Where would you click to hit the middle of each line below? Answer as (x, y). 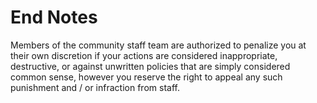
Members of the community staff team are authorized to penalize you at (158, 45)
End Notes (54, 17)
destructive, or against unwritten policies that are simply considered (150, 66)
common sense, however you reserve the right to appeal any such (146, 77)
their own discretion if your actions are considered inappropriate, (144, 55)
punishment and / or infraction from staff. (95, 87)
